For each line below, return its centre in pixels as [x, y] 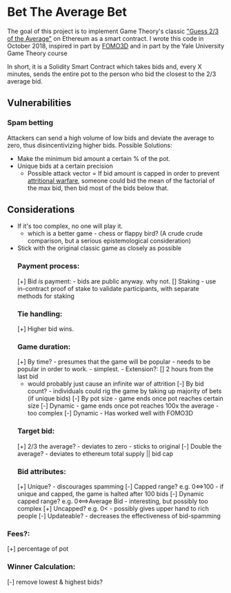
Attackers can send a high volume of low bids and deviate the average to [111, 138]
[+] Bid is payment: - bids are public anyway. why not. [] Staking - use [117, 281]
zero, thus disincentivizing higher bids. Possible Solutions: [90, 145]
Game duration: [44, 346]
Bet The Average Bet [67, 12]
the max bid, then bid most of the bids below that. [98, 188]
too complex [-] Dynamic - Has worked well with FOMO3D [110, 413]
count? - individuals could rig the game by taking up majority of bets [124, 391]
